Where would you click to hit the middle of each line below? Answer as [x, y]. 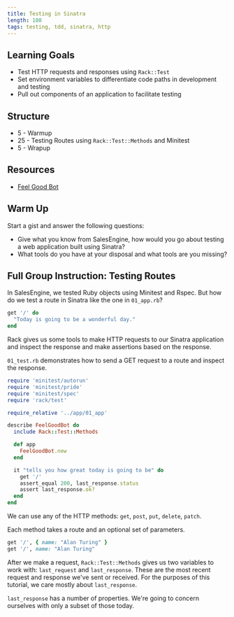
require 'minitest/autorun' [48, 381]
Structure [29, 116]
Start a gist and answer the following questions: [76, 225]
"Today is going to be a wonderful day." [75, 320]
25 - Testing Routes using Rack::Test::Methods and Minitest [103, 140]
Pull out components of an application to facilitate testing [99, 94]
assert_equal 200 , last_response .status [79, 483]
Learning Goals [41, 55]
